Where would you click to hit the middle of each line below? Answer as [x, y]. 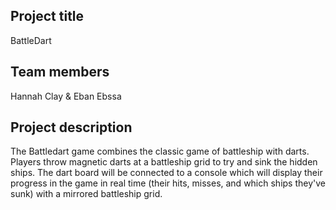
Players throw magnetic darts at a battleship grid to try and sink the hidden [164, 162]
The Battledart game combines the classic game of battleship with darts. [160, 151]
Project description [71, 127]
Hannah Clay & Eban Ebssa [66, 96]
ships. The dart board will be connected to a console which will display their [166, 173]
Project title [47, 16]
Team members [60, 72]
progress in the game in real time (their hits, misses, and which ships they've [168, 183]
